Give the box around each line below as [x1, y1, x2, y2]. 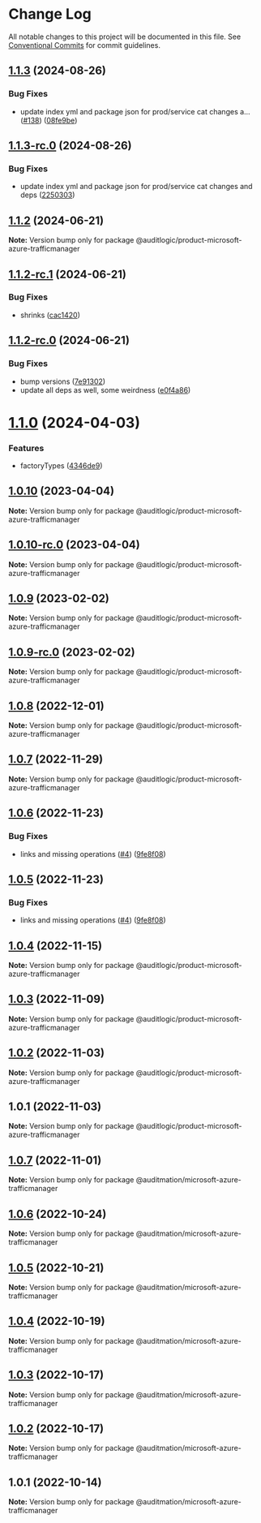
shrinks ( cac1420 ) [19, 310, 81, 320]
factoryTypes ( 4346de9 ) [19, 460, 103, 471]
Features [8, 442, 45, 454]
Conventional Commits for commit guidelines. [8, 40, 160, 49]
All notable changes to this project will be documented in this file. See [8, 32, 242, 41]
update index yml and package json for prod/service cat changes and [19, 182, 253, 191]
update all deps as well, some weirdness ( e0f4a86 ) [19, 385, 191, 394]
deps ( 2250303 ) [19, 190, 75, 200]
